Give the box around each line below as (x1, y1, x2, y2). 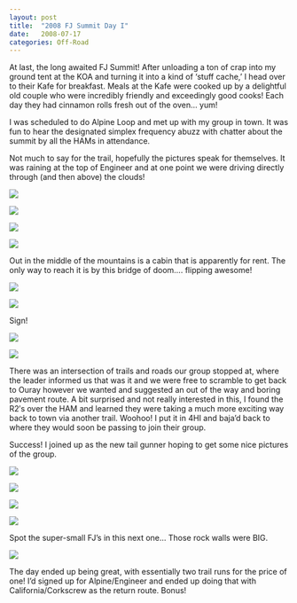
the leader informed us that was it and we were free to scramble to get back (9, 375, 286, 386)
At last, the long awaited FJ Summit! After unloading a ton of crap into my (9, 62, 277, 73)
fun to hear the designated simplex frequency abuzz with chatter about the (9, 126, 283, 137)
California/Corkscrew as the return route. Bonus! (9, 585, 187, 596)
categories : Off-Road (9, 37, 90, 47)
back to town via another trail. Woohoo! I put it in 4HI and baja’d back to (9, 413, 270, 424)
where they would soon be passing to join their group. (9, 422, 207, 433)
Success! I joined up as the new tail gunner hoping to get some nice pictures (9, 440, 289, 450)
